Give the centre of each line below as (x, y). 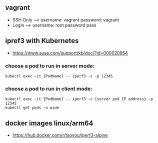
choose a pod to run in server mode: (50, 65)
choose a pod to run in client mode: (49, 88)
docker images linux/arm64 (49, 123)
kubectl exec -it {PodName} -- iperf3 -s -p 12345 (59, 76)
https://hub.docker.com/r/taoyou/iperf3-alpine (60, 135)
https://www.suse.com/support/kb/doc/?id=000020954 (70, 53)
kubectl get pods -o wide (32, 108)
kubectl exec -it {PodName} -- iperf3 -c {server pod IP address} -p (79, 99)
